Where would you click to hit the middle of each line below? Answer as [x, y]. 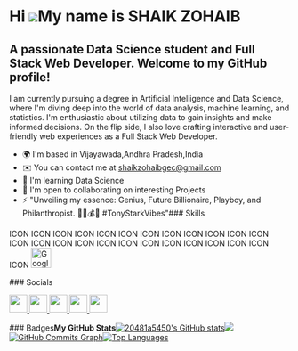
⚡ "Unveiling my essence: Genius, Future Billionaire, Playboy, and [141, 200]
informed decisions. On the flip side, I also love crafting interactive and [139, 127]
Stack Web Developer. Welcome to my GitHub [138, 63]
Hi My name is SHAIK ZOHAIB [125, 16]
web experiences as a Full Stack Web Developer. [129, 136]
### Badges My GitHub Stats [63, 328]
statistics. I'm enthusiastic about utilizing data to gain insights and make [141, 117]
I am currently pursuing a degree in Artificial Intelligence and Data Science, [147, 98]
